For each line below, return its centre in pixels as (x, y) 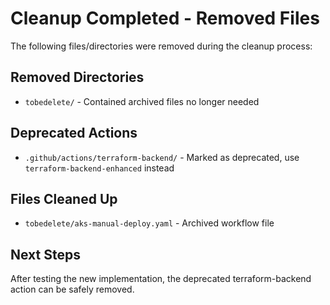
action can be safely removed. (72, 289)
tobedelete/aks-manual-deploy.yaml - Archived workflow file (149, 223)
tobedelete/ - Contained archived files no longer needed (142, 101)
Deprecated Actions (74, 133)
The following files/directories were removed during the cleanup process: (161, 46)
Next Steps (45, 254)
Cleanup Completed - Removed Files (165, 18)
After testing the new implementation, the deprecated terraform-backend (161, 279)
